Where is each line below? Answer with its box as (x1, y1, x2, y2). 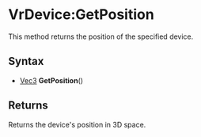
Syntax (8, 55, 44, 68)
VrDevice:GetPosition (8, 6, 154, 24)
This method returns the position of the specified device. (8, 32, 194, 41)
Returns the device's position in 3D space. (8, 120, 146, 129)
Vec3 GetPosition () (19, 75, 84, 85)
